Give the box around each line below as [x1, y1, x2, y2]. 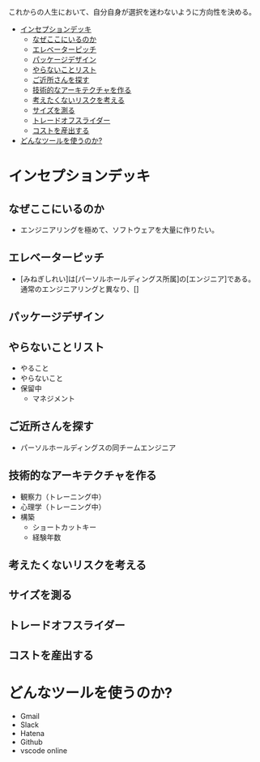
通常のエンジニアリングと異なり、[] [19, 284, 139, 293]
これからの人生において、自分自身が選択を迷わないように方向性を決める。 [8, 7, 257, 16]
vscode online [19, 746, 67, 756]
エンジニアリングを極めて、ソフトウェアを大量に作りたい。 [19, 225, 220, 234]
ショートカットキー [32, 522, 97, 532]
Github [19, 737, 43, 747]
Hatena [19, 729, 45, 738]
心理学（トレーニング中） [19, 502, 106, 512]
